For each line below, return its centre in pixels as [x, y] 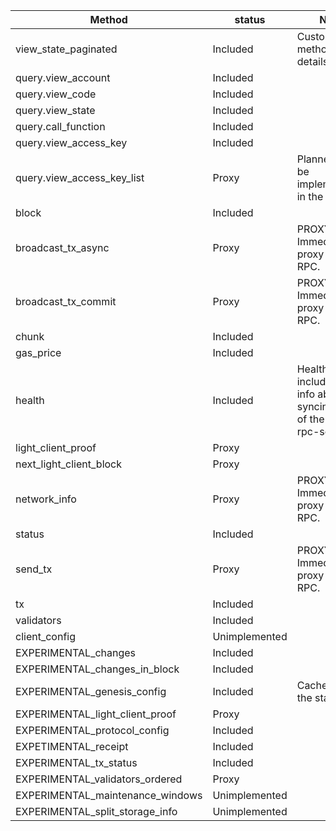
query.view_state [55, 110]
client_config [45, 636]
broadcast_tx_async [62, 247]
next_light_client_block [69, 464]
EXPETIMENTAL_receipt [72, 746]
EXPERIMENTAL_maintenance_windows [109, 795]
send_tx [34, 569]
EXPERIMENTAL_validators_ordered [99, 779]
